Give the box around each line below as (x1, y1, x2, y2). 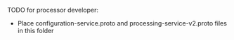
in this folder (17, 27, 54, 34)
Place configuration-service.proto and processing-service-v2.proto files (17, 19, 227, 27)
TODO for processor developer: (7, 6, 99, 14)
